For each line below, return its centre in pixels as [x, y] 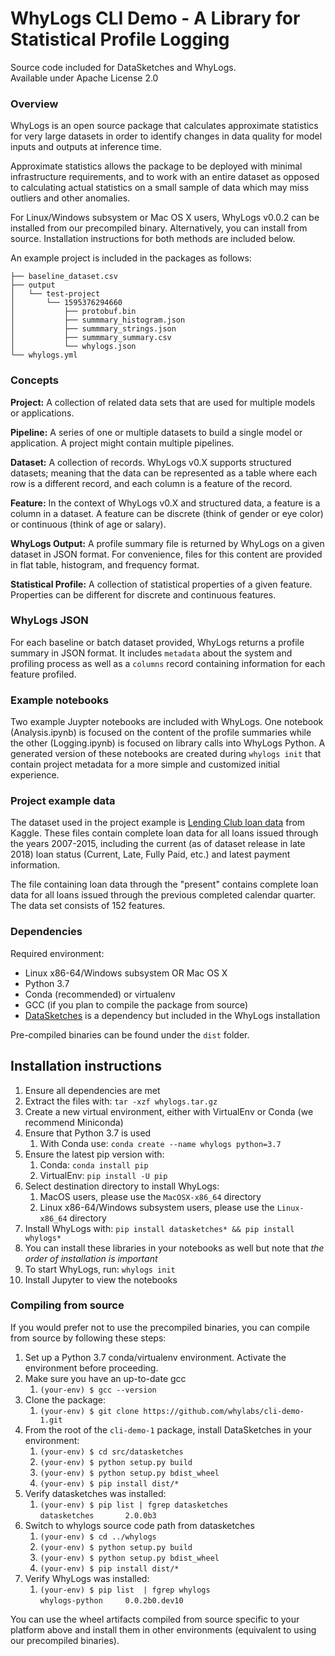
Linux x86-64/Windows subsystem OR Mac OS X [126, 973]
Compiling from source [67, 1305]
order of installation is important [91, 1258]
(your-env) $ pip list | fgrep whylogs [125, 1590]
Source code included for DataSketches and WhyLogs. [123, 67]
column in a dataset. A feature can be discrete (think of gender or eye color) [167, 513]
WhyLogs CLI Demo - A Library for [155, 18]
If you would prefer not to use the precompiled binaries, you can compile [160, 1327]
